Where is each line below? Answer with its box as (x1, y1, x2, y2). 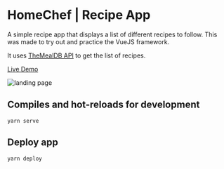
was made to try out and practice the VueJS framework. (7, 37, 170, 46)
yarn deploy (7, 155, 42, 162)
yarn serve (7, 117, 39, 124)
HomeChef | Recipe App (7, 7, 151, 23)
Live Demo (7, 65, 39, 73)
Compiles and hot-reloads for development (7, 99, 200, 111)
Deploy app (7, 137, 58, 149)
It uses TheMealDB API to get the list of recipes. (7, 51, 146, 60)
